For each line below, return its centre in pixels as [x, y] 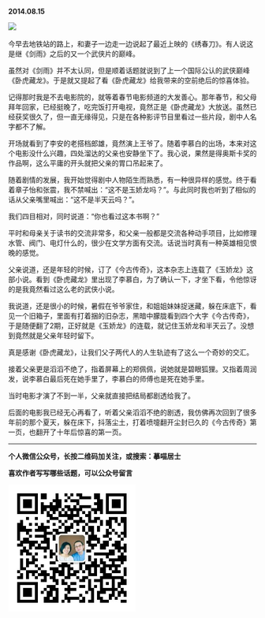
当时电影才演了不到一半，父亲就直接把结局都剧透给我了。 [101, 396]
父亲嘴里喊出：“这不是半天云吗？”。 [80, 199]
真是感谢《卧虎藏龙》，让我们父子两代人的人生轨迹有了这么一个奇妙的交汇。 [131, 352]
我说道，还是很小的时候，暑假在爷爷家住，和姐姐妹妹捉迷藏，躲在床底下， [129, 306]
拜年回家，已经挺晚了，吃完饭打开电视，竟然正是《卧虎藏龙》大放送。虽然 [129, 107]
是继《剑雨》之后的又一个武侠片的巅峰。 [74, 54]
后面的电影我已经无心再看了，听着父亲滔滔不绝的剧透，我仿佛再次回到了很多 [132, 412]
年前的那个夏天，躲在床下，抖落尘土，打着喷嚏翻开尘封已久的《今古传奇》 [129, 422]
